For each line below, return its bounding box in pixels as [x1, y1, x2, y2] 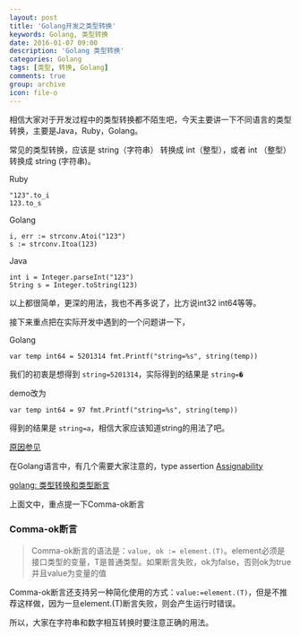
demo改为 [9, 388, 47, 398]
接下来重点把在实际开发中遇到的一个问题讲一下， [9, 316, 190, 327]
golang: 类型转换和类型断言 [9, 479, 110, 490]
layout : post [9, 13, 58, 22]
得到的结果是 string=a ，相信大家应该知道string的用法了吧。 [9, 423, 230, 433]
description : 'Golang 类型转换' [9, 47, 125, 56]
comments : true [9, 72, 66, 81]
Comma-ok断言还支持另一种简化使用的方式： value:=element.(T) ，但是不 [9, 587, 280, 597]
